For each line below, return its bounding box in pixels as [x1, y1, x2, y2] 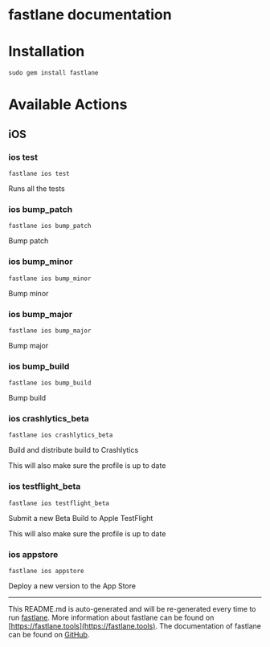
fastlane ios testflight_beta [8, 499, 110, 507]
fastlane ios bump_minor [8, 275, 92, 283]
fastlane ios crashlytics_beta [8, 431, 113, 439]
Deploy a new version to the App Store [8, 581, 137, 591]
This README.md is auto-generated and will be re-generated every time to [8, 604, 256, 614]
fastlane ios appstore [8, 568, 84, 576]
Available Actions [8, 96, 128, 114]
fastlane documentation [8, 6, 172, 24]
